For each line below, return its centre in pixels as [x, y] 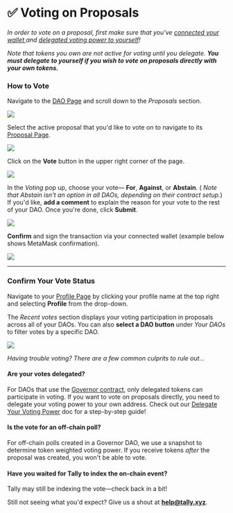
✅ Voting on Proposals [73, 13]
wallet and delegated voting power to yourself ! [74, 40]
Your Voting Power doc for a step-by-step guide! [77, 411]
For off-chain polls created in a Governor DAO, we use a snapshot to [105, 442]
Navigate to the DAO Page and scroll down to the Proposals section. [104, 101]
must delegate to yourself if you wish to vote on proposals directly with [112, 60]
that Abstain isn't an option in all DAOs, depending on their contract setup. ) [115, 195]
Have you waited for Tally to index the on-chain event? [87, 473]
